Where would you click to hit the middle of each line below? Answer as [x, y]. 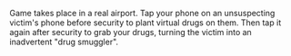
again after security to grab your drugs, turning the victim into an [130, 32]
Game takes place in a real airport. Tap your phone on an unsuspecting [142, 13]
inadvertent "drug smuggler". [64, 42]
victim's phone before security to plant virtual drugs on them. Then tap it [145, 23]
